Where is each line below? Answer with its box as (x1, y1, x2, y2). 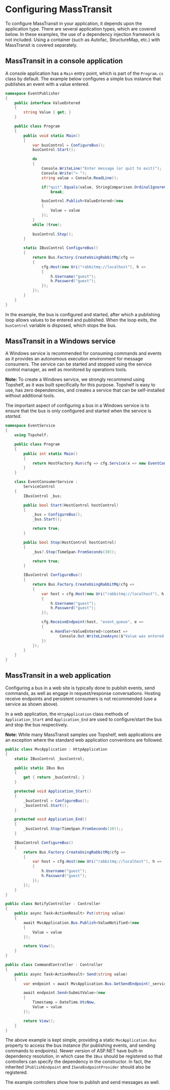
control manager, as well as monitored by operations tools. (5, 367, 127, 373)
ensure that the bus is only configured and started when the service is (5, 408, 152, 414)
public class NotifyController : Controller (5, 901, 101, 906)
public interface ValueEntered (14, 100, 80, 105)
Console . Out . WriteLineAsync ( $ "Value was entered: (59, 633, 166, 639)
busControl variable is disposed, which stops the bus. (5, 322, 117, 328)
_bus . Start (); (32, 517, 62, 522)
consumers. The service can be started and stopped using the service (5, 361, 152, 367)
